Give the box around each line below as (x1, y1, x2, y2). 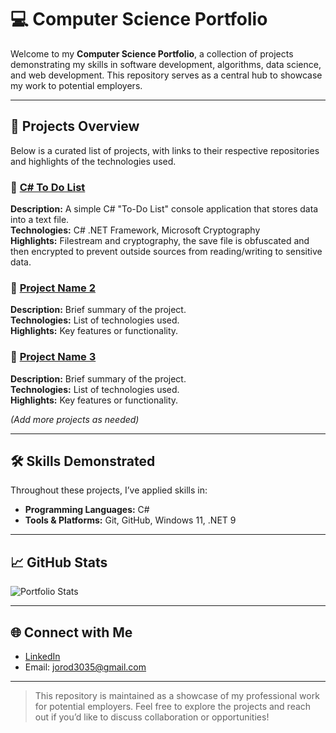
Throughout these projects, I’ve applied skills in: (10, 484, 208, 496)
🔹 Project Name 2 (10, 281, 97, 295)
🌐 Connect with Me (10, 624, 133, 641)
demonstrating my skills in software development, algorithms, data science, (10, 58, 322, 70)
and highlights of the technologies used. (10, 155, 177, 167)
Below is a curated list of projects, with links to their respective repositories (10, 144, 320, 156)
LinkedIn (24, 651, 61, 663)
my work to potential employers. (10, 79, 143, 91)
